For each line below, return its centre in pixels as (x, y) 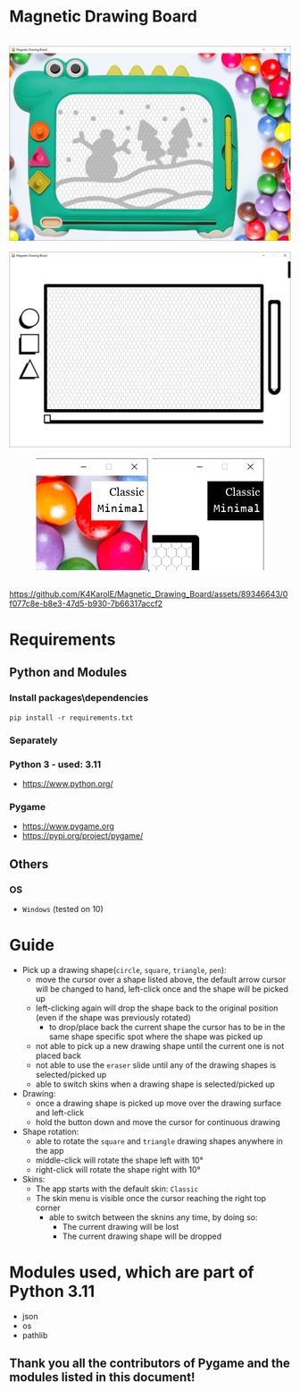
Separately (33, 740)
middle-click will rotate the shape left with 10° (119, 1160)
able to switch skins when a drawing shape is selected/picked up (155, 1084)
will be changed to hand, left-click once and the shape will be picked (162, 989)
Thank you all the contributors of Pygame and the (150, 1364)
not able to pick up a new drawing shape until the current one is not (160, 1045)
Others (29, 864)
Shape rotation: (50, 1131)
